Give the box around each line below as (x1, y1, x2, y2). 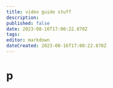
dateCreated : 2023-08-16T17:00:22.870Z (6, 43, 107, 49)
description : (6, 15, 39, 21)
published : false (6, 20, 50, 26)
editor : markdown (6, 37, 50, 43)
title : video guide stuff (6, 8, 71, 15)
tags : (6, 32, 20, 38)
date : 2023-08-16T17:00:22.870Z (6, 25, 88, 32)
